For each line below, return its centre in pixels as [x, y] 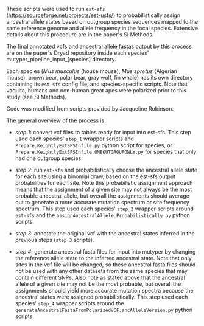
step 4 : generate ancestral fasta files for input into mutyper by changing [105, 251]
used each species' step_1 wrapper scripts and [74, 139]
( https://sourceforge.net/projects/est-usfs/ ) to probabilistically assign [93, 15]
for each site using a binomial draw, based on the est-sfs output [95, 176]
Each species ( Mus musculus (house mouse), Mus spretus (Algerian [92, 71]
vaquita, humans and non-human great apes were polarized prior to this [97, 90]
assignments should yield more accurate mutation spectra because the [104, 290]
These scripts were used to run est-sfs [56, 9]
